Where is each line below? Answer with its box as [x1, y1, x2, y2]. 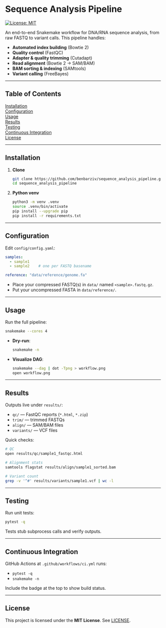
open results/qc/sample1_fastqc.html [5, 451, 83, 456]
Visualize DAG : [12, 356, 43, 362]
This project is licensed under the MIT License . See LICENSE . [5, 617, 131, 623]
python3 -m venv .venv [12, 199, 59, 204]
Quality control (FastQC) [12, 50, 63, 56]
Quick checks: [5, 437, 35, 443]
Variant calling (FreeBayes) [12, 70, 69, 76]
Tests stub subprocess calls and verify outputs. [5, 528, 102, 534]
